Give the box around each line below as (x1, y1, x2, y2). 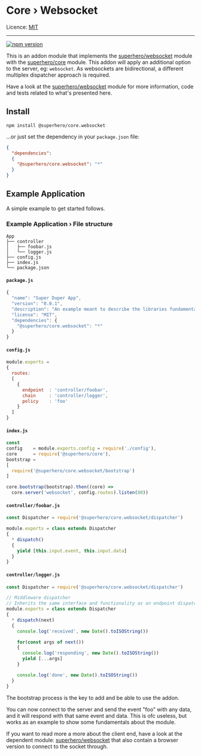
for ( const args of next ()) (17, 639, 84, 645)
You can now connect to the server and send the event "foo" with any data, (6, 706, 192, 713)
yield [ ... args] (22, 656, 63, 662)
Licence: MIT (6, 23, 39, 31)
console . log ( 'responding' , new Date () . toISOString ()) (22, 650, 160, 656)
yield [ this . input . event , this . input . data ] (17, 548, 127, 554)
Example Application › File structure (6, 220, 113, 228)
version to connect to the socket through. (6, 743, 108, 750)
